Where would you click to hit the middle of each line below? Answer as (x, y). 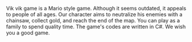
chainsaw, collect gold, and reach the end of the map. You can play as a (93, 20)
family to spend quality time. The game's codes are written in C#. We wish (96, 26)
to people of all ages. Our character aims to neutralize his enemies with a (94, 14)
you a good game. (28, 33)
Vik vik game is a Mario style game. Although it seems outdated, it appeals (96, 8)
